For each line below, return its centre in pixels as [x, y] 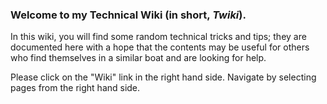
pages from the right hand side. [75, 88]
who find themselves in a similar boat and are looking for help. [138, 58]
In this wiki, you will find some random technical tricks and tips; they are [158, 37]
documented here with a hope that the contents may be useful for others [160, 47]
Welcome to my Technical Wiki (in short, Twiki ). [128, 15]
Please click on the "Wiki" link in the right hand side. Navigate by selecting [163, 77]
